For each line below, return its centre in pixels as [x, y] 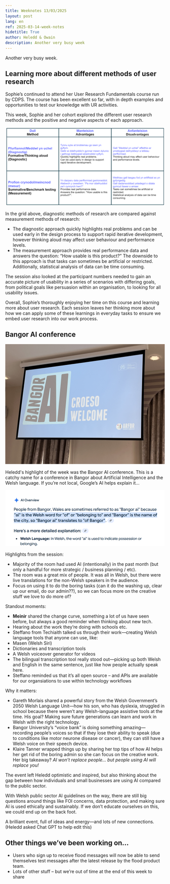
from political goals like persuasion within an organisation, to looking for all [83, 287]
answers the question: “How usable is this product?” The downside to [85, 256]
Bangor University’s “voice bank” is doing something [67, 727]
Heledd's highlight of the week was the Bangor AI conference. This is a [79, 472]
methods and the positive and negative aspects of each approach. [74, 120]
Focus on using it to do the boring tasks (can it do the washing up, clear [87, 586]
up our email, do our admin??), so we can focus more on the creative [84, 591]
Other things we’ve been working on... [67, 843]
